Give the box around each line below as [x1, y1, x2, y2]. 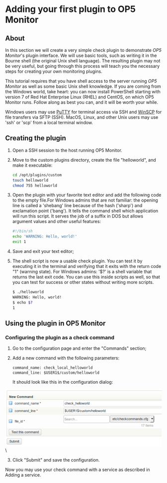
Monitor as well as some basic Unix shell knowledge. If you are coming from [5, 83, 162, 89]
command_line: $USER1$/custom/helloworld [12, 370, 99, 375]
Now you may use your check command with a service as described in [5, 467, 150, 473]
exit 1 [12, 240, 26, 244]
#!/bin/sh [12, 229, 33, 234]
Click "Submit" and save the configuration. [12, 457, 100, 463]
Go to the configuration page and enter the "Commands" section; [12, 345, 147, 351]
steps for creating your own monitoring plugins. [5, 68, 103, 74]
